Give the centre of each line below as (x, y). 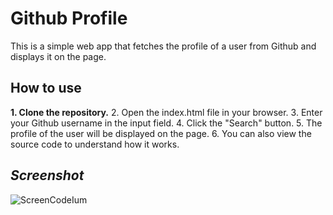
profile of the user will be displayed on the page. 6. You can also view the (161, 133)
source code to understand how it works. (95, 144)
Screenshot (47, 175)
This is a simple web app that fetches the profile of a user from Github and (163, 46)
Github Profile (69, 18)
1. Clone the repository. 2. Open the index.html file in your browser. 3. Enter (166, 112)
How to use (46, 88)
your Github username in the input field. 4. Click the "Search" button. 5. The (166, 123)
